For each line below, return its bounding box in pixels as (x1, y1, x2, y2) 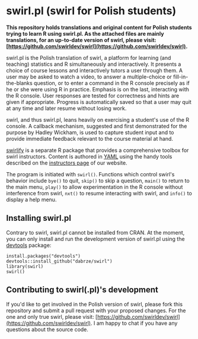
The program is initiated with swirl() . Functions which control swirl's (6, 170, 175, 178)
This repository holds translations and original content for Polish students (6, 24, 192, 31)
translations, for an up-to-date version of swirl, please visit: (6, 36, 157, 43)
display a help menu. (6, 196, 57, 203)
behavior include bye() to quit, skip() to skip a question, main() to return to (6, 177, 190, 184)
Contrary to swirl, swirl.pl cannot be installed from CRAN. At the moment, (6, 229, 185, 236)
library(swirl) (6, 263, 44, 270)
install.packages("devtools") (6, 253, 81, 259)
